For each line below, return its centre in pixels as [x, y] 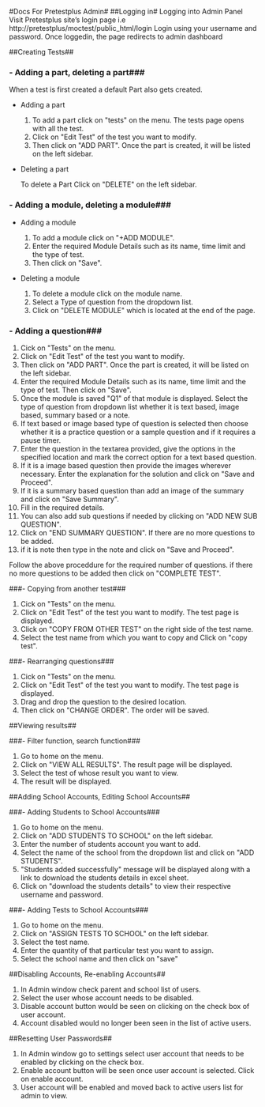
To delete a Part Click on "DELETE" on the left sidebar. [108, 184]
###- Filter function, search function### [75, 741]
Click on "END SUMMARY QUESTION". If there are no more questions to [138, 532]
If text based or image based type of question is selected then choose [134, 423]
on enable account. [52, 1079]
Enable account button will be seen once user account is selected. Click [137, 1070]
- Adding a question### [56, 331]
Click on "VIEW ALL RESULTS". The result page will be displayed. [126, 764]
